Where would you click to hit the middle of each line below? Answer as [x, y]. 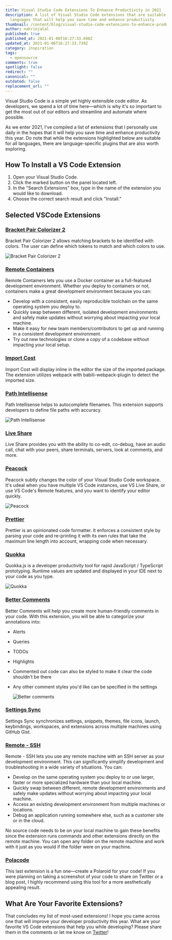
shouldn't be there [32, 677]
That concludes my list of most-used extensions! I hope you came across [83, 916]
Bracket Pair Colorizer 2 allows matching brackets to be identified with [79, 241]
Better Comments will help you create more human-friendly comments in [82, 611]
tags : [11, 53]
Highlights [23, 661]
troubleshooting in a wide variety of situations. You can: [64, 767]
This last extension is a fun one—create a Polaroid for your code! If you [80, 871]
